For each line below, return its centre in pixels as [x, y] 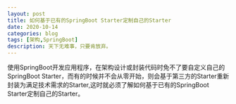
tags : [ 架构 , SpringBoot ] [43, 40]
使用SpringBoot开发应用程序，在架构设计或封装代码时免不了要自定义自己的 [116, 67]
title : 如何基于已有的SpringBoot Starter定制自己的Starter [89, 20]
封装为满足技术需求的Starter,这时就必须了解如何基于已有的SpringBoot [108, 85]
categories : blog [33, 33]
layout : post [26, 14]
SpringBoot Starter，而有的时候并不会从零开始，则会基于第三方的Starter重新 [118, 76]
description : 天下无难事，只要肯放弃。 [59, 46]
